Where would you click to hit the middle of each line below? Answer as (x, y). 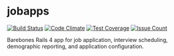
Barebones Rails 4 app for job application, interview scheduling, (87, 40)
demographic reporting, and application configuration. (75, 46)
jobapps (28, 11)
